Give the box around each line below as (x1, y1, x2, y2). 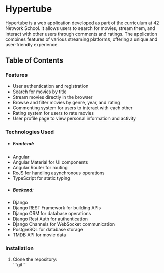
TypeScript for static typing (12, 175, 70, 181)
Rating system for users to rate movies (12, 110, 94, 116)
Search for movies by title (12, 88, 67, 95)
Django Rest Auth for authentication (12, 216, 88, 222)
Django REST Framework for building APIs (12, 205, 101, 211)
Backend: (12, 187, 34, 193)
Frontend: (12, 141, 34, 147)
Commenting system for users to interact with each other (12, 105, 133, 111)
